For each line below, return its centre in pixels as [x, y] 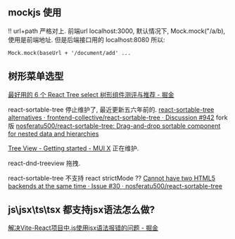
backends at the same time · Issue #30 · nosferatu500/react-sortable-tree [115, 186]
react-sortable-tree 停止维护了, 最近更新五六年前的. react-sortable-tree [111, 109]
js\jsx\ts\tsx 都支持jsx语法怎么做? [82, 210]
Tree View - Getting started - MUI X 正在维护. [74, 148]
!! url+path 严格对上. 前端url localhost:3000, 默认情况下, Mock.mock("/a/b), [117, 31]
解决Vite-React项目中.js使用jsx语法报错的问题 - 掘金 [83, 228]
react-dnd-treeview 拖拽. [44, 163]
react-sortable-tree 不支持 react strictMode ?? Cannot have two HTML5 [112, 178]
